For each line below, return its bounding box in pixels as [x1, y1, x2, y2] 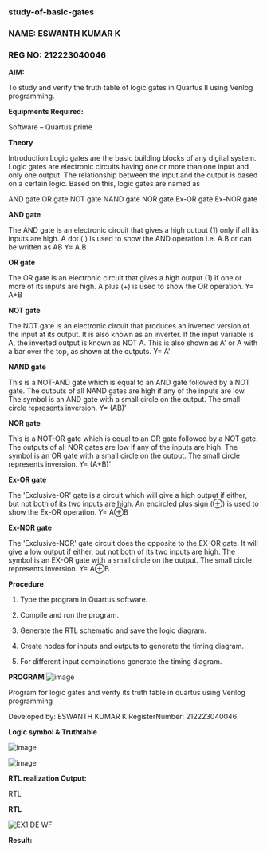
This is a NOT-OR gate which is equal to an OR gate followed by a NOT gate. [8, 434, 258, 443]
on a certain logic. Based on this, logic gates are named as [8, 179, 201, 189]
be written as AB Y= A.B [8, 242, 87, 252]
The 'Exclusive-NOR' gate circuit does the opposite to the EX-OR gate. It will [8, 539, 259, 548]
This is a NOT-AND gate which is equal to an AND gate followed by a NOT [8, 378, 250, 388]
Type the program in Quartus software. [19, 595, 148, 605]
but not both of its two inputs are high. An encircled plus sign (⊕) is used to [8, 499, 259, 509]
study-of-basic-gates [8, 6, 94, 18]
